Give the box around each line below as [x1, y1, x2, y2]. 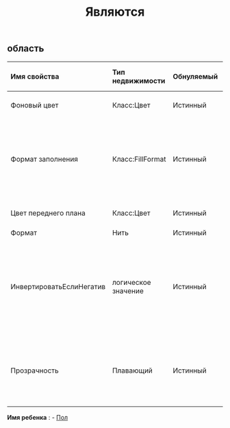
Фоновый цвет [10, 100, 59, 110]
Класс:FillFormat [112, 154, 166, 164]
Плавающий [112, 366, 153, 375]
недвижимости [112, 76, 166, 86]
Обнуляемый [172, 71, 218, 81]
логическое [112, 277, 152, 287]
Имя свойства [10, 71, 60, 81]
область [7, 42, 44, 55]
